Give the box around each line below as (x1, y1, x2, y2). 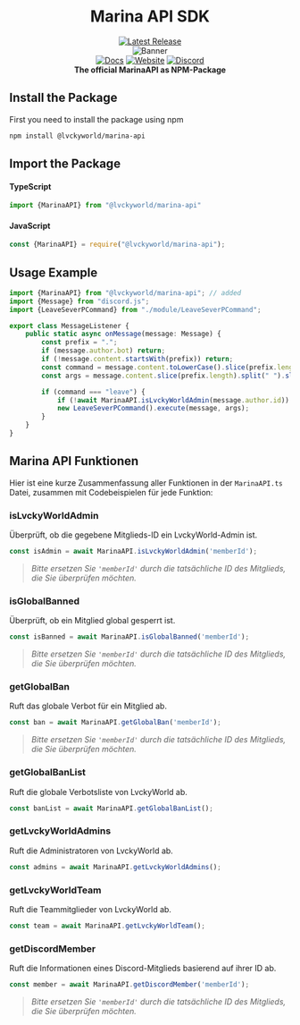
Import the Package (9, 157, 121, 172)
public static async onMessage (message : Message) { (25, 329, 221, 339)
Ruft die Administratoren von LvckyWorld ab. (9, 845, 174, 856)
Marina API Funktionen (9, 453, 139, 469)
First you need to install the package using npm (9, 114, 184, 124)
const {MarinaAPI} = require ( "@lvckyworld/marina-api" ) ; (9, 240, 226, 250)
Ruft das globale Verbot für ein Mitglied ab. (9, 700, 168, 712)
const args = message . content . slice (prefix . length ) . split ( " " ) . (41, 371, 286, 380)
